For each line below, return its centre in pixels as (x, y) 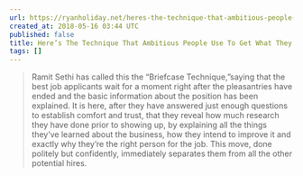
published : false (42, 34)
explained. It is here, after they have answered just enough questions (160, 106)
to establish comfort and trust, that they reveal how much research (155, 116)
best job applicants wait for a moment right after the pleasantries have (162, 87)
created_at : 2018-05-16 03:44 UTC (74, 26)
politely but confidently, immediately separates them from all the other (162, 153)
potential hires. (59, 163)
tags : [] (26, 51)
